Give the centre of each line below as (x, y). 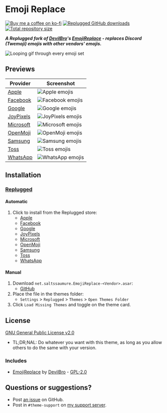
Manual (13, 272)
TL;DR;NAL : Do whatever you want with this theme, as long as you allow (87, 343)
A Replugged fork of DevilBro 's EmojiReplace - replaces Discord (73, 38)
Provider (20, 83)
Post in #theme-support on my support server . (59, 405)
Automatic (16, 201)
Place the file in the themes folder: (48, 294)
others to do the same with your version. (54, 348)
